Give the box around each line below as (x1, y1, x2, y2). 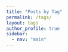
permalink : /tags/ (6, 14, 52, 20)
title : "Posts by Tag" (6, 8, 63, 15)
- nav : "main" (11, 36, 47, 42)
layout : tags (6, 20, 39, 26)
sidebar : (6, 31, 28, 37)
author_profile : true (6, 25, 60, 32)
